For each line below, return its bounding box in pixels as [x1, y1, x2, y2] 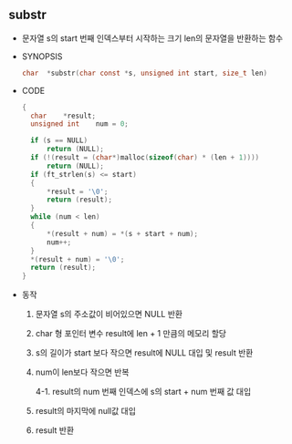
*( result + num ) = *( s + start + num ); [46, 229, 198, 238]
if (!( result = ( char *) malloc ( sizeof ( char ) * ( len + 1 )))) [30, 153, 260, 162]
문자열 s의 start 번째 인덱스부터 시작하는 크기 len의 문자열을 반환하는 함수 [21, 32, 284, 44]
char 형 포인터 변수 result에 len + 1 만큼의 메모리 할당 [35, 328, 227, 339]
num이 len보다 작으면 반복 [35, 367, 130, 377]
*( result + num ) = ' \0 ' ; [30, 254, 125, 263]
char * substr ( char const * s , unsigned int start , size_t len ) [21, 68, 268, 77]
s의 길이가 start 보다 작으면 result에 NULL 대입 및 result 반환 [35, 347, 254, 358]
